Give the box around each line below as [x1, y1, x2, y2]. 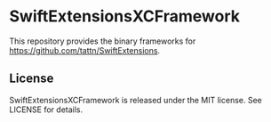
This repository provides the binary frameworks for [9, 36, 196, 46]
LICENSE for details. [9, 104, 84, 115]
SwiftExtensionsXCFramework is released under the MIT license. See [9, 94, 262, 105]
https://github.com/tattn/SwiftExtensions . [9, 45, 161, 55]
